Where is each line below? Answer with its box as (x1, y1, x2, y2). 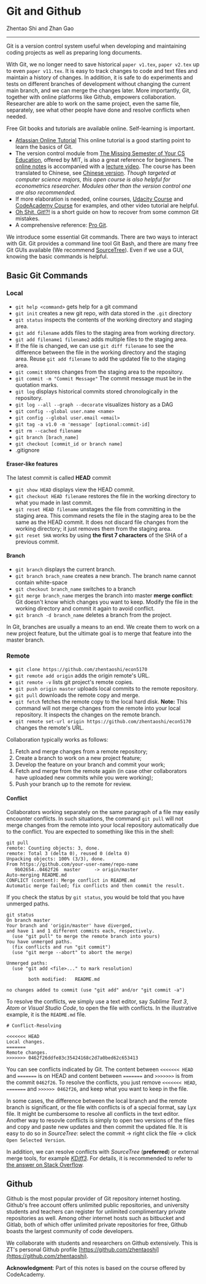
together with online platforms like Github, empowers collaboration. (6, 93, 177, 101)
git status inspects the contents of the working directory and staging (15, 316, 193, 323)
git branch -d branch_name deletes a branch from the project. (15, 612, 172, 619)
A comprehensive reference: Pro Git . (15, 221, 108, 228)
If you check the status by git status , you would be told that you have (6, 893, 185, 901)
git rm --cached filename (15, 428, 82, 434)
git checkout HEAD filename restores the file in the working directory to (15, 492, 196, 499)
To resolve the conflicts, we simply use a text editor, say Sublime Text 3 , (6, 998, 189, 1005)
